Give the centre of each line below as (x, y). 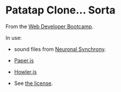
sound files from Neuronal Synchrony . (60, 49)
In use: (14, 38)
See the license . (33, 83)
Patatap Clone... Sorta (60, 10)
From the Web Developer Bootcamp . (49, 26)
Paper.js (24, 60)
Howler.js (25, 71)
